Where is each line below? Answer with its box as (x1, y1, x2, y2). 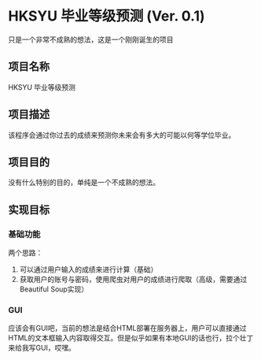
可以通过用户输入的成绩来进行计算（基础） (19, 265, 158, 274)
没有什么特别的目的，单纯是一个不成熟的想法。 (8, 178, 160, 187)
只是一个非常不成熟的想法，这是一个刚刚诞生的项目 (8, 35, 174, 44)
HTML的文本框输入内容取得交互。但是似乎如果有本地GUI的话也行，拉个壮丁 (8, 333, 254, 343)
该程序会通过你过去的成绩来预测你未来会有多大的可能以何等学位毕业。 (8, 130, 236, 139)
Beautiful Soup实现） (19, 284, 89, 294)
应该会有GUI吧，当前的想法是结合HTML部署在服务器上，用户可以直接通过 (8, 324, 247, 333)
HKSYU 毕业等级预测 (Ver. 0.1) (8, 7, 206, 25)
